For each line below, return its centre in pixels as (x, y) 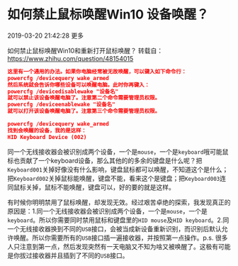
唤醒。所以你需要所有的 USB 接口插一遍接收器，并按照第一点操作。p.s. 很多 (120, 238)
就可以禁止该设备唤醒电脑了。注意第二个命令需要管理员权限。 (84, 98)
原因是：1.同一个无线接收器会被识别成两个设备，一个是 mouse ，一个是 (107, 211)
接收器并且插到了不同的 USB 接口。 (80, 255)
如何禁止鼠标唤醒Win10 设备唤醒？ (108, 15)
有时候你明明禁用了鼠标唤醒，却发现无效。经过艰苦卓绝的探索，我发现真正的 (119, 202)
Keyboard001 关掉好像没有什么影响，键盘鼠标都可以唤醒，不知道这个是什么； (118, 169)
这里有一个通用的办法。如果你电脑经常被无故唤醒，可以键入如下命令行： (97, 72)
